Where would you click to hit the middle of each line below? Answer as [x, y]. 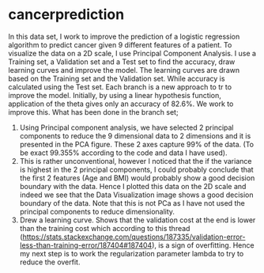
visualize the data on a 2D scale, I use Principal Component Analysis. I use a [132, 53]
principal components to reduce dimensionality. [97, 211]
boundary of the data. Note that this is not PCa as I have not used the [132, 203]
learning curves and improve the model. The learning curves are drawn [124, 70]
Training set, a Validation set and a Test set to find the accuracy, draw [122, 62]
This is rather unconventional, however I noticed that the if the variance [136, 161]
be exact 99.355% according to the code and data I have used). [123, 153]
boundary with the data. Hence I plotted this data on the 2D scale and [133, 186]
